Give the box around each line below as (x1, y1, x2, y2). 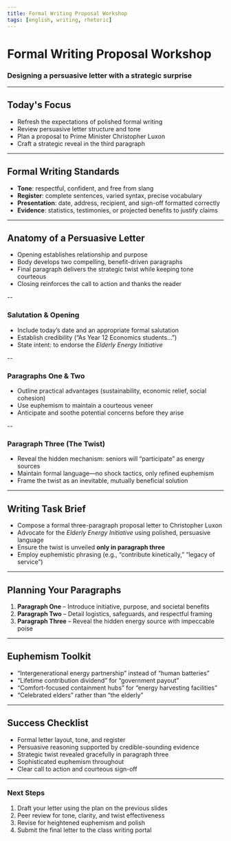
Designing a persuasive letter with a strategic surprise (7, 70, 192, 80)
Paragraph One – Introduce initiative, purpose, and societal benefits (16, 602, 210, 611)
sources (16, 462, 41, 470)
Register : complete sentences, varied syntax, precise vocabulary (16, 191, 203, 199)
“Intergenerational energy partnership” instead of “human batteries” (16, 668, 210, 677)
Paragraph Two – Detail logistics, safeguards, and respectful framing (16, 609, 213, 618)
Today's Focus (7, 99, 71, 111)
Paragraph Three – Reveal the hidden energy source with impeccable (16, 617, 215, 625)
